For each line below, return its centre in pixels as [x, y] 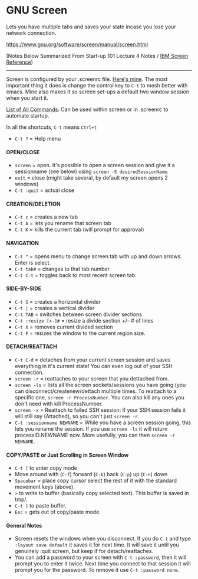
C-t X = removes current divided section [64, 327]
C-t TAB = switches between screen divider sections [78, 314]
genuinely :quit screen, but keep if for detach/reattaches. [84, 551]
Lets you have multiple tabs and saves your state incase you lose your [91, 27]
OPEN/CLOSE [23, 152]
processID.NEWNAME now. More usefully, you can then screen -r [95, 435]
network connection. [31, 32]
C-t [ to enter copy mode [46, 468]
